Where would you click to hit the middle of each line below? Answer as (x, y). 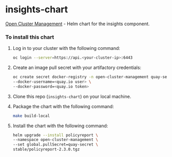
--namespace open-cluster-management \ (55, 140)
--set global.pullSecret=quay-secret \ (55, 145)
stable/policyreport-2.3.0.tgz (46, 150)
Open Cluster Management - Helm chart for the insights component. (78, 24)
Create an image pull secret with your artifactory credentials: (77, 67)
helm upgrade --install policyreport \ (55, 135)
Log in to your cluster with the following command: (66, 48)
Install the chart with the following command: (60, 126)
